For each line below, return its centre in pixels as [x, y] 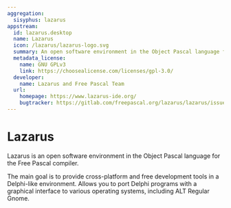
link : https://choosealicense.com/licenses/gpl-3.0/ [97, 71]
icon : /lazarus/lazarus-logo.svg [61, 45]
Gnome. [18, 198]
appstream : [23, 26]
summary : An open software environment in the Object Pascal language [117, 52]
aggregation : [26, 13]
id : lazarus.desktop [43, 33]
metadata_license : [40, 58]
